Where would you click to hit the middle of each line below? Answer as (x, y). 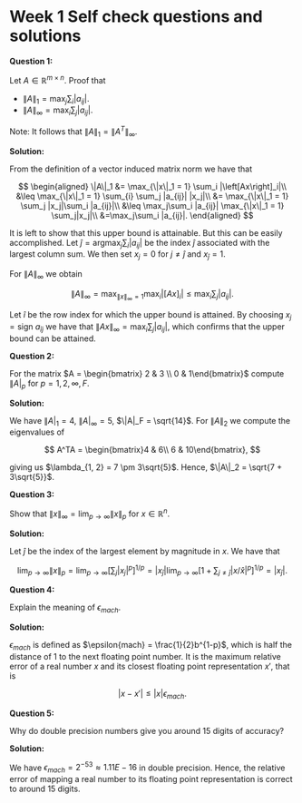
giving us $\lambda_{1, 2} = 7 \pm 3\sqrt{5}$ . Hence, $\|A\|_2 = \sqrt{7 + (146, 467)
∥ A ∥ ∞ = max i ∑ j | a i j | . (58, 111)
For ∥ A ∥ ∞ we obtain (46, 275)
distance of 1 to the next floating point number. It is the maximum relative (145, 656)
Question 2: (32, 356)
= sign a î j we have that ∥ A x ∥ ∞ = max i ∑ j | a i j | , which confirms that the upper (147, 327)
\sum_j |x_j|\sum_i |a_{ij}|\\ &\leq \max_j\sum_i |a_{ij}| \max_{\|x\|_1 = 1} (152, 205)
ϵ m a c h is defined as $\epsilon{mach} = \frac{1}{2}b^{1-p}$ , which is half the (151, 646)
